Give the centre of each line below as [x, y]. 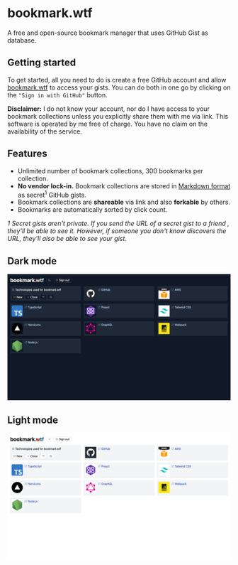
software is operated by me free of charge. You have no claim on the [107, 124]
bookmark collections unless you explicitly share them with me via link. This [118, 116]
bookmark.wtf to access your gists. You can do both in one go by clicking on [119, 87]
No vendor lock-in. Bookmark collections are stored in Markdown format [124, 185]
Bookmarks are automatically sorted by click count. [92, 210]
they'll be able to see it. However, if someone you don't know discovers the [117, 231]
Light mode [33, 420]
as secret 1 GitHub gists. [52, 194]
